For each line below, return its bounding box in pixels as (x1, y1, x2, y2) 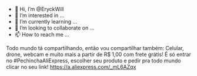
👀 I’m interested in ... (14, 12, 65, 19)
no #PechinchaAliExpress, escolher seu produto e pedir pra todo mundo (6, 57, 181, 64)
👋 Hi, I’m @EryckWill (14, 6, 64, 12)
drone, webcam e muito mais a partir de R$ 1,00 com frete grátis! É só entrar (6, 51, 191, 58)
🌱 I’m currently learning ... (14, 18, 78, 25)
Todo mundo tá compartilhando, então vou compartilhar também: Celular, (6, 45, 184, 51)
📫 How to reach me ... (14, 31, 69, 38)
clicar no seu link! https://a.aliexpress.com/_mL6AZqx (6, 64, 136, 70)
